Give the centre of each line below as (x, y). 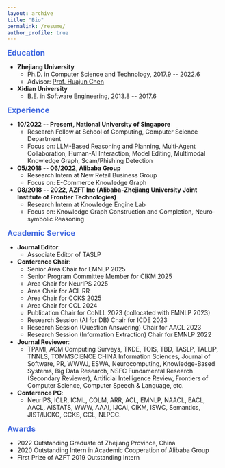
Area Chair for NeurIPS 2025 (68, 284)
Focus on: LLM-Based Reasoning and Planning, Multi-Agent (111, 146)
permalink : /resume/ (37, 26)
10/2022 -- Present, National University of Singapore (94, 125)
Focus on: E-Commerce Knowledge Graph (87, 183)
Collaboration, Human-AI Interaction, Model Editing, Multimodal (116, 153)
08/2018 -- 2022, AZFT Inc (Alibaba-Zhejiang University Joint (107, 190)
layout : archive (30, 13)
